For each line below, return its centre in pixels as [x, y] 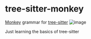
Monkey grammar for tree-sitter [37, 22]
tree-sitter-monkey [44, 9]
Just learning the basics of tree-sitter [42, 31]
